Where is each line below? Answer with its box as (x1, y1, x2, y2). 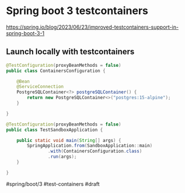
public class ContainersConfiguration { (6, 67, 106, 74)
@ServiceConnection (16, 84, 64, 90)
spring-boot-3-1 (6, 29, 45, 36)
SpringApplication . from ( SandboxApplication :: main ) (27, 143, 153, 149)
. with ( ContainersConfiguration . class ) (47, 148, 142, 154)
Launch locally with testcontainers (6, 47, 135, 57)
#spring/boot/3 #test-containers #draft (6, 180, 100, 187)
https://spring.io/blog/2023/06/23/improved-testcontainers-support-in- (6, 23, 179, 31)
